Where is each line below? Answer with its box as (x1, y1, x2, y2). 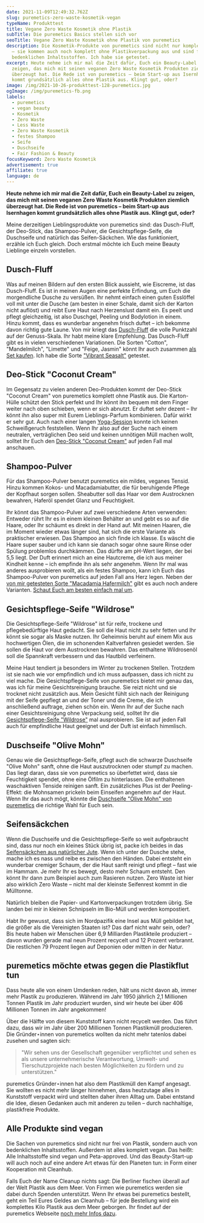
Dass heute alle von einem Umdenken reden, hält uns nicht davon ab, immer (6, 986, 197, 993)
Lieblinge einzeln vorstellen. (6, 247, 76, 254)
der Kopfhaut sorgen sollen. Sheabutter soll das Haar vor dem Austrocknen (6, 491, 194, 498)
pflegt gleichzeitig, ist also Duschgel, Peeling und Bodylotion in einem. (6, 313, 182, 320)
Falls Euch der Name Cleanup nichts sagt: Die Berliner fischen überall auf (6, 1177, 190, 1185)
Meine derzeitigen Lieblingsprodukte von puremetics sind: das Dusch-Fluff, (6, 221, 195, 228)
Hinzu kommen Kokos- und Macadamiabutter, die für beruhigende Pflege (6, 484, 190, 491)
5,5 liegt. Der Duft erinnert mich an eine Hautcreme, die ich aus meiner (6, 554, 183, 561)
